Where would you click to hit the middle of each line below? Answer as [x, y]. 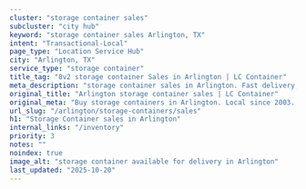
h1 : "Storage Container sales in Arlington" [95, 119]
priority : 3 [32, 136]
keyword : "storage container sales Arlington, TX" [107, 35]
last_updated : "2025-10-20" [63, 170]
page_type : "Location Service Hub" [77, 52]
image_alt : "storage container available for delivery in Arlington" [144, 161]
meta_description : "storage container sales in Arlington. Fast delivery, [154, 85]
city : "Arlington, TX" [52, 60]
